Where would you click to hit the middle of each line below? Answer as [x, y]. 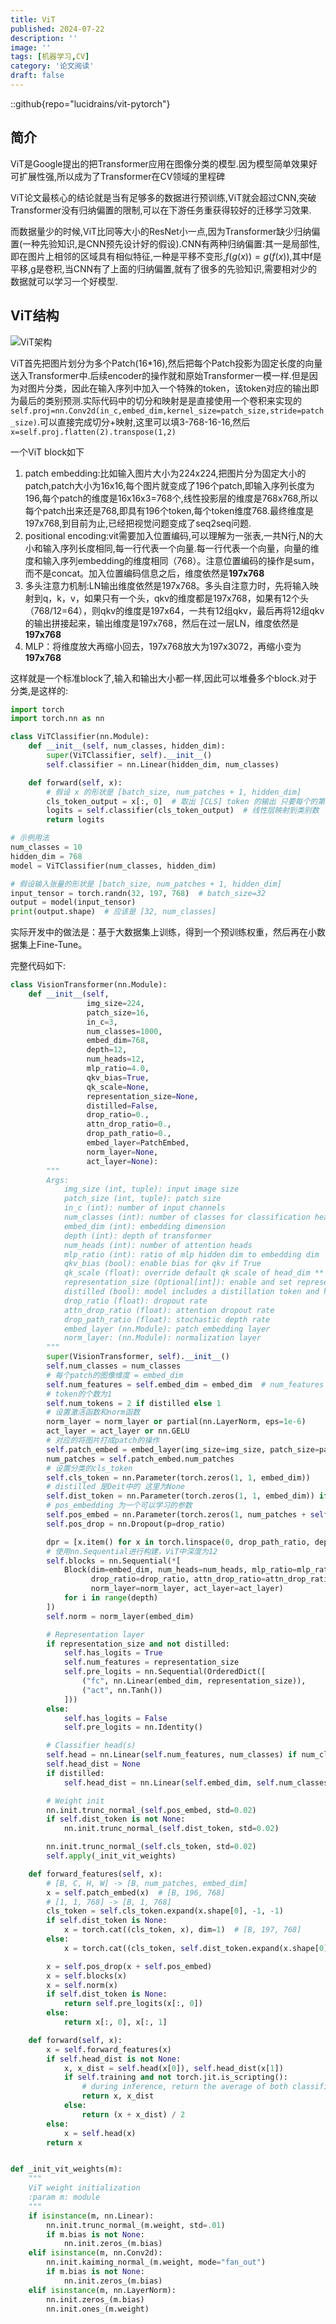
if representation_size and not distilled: [138, 1644]
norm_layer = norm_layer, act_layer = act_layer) [187, 1589]
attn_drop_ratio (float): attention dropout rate [169, 1310]
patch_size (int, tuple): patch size [142, 1199]
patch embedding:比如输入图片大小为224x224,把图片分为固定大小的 [165, 473]
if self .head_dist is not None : [114, 2059]
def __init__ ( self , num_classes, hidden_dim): [127, 746]
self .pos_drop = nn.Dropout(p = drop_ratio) [136, 1524]
